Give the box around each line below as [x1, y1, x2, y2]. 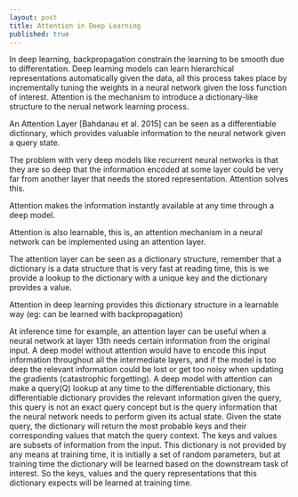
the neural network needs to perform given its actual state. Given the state [9, 411, 282, 422]
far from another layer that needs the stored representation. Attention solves [9, 174, 289, 184]
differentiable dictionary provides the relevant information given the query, [9, 393, 282, 403]
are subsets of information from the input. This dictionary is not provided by [9, 440, 287, 451]
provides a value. [9, 282, 73, 293]
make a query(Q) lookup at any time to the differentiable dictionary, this [9, 383, 271, 394]
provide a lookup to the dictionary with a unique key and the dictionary [9, 273, 269, 283]
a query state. [9, 137, 60, 148]
